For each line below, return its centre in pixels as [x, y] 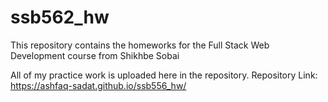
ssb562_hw [60, 17]
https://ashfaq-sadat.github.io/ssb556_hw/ [98, 85]
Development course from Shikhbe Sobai [95, 55]
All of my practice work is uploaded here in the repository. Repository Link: [164, 75]
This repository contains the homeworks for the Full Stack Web [140, 45]
